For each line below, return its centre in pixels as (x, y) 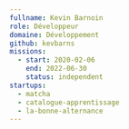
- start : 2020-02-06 (56, 60)
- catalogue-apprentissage (69, 102)
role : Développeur (44, 26)
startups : (28, 85)
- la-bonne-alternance (60, 111)
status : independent (64, 77)
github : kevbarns (42, 43)
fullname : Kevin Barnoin (56, 18)
